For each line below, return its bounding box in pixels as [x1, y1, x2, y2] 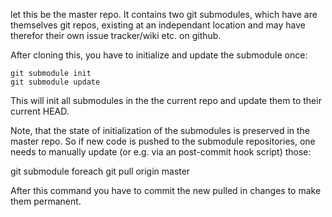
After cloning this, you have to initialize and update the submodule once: [10, 49, 308, 61]
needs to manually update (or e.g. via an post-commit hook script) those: [10, 146, 312, 158]
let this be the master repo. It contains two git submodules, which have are [10, 9, 318, 20]
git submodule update [10, 77, 101, 87]
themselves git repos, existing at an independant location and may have [10, 19, 306, 31]
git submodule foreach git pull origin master [10, 165, 191, 177]
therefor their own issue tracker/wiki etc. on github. [10, 30, 222, 41]
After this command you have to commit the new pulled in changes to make [10, 185, 322, 196]
